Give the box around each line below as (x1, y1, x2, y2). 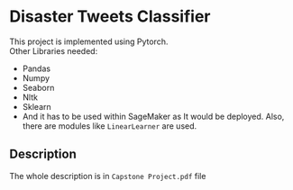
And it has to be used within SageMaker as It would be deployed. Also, (22, 111, 285, 122)
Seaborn (22, 82, 55, 93)
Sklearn (22, 101, 51, 112)
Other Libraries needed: (9, 45, 98, 56)
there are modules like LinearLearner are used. (22, 120, 197, 131)
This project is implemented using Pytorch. (9, 36, 169, 47)
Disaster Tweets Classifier (9, 6, 211, 27)
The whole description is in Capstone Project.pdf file (9, 170, 206, 181)
